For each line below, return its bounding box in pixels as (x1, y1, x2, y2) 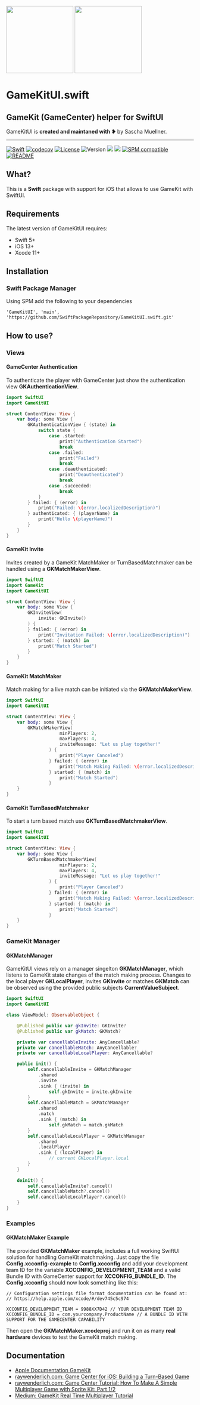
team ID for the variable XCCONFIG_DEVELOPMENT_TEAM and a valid (6, 1267, 181, 1274)
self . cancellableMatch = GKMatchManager (27, 1100, 129, 1106)
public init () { (17, 1061, 58, 1067)
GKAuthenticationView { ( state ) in (27, 422, 116, 428)
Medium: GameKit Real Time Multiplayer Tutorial (14, 1392, 133, 1399)
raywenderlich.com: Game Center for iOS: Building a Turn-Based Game (14, 1373, 189, 1380)
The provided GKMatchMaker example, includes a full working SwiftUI (6, 1247, 180, 1255)
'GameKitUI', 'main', (6, 309, 60, 316)
